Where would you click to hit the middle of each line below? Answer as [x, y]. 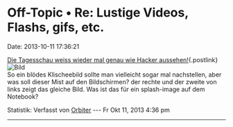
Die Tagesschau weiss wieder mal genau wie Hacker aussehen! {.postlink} [113, 59]
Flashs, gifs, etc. [56, 27]
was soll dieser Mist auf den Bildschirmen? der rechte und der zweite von [112, 81]
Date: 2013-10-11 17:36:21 [43, 46]
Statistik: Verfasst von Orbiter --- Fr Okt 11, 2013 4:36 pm [88, 110]
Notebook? [23, 96]
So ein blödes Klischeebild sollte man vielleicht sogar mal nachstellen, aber [114, 75]
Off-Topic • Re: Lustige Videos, [98, 13]
